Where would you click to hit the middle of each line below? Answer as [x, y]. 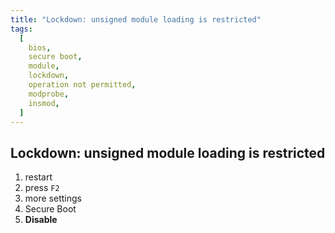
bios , [40, 47]
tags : [21, 29]
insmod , [44, 103]
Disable [41, 220]
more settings [53, 198]
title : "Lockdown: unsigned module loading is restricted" [136, 19]
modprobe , [49, 94]
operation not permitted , [82, 85]
